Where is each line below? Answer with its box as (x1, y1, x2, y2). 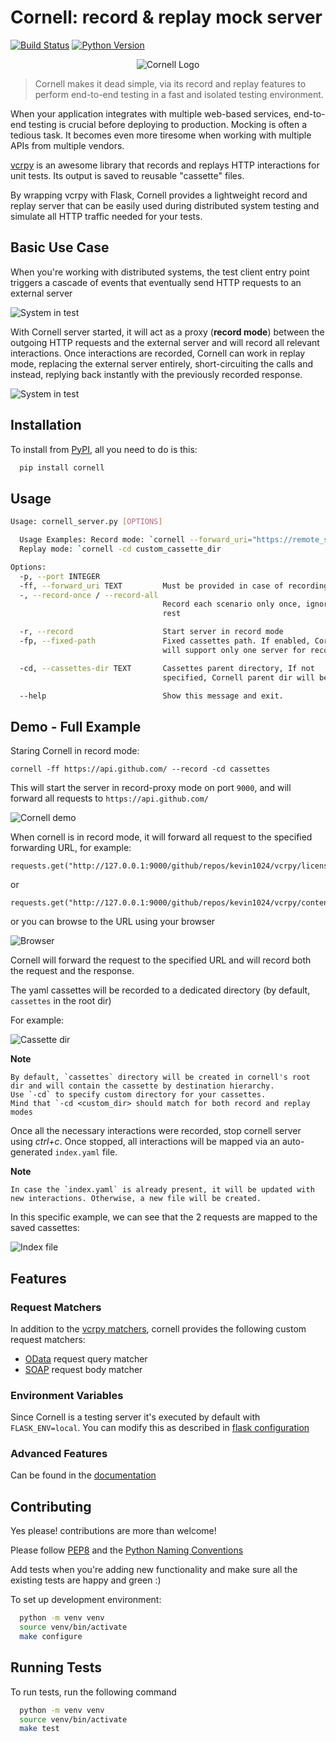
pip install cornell (19, 462, 105, 473)
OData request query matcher (24, 1352, 148, 1365)
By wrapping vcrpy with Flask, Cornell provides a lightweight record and (10, 189, 308, 201)
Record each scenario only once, (162, 599, 302, 610)
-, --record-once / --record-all (19, 590, 159, 600)
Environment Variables (10, 1388, 124, 1402)
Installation (10, 417, 82, 434)
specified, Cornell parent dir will (162, 672, 315, 683)
